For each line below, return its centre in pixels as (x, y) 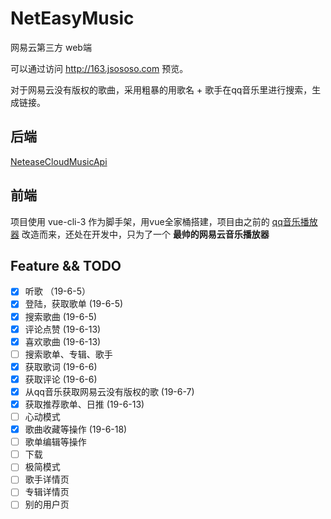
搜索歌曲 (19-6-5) (61, 316)
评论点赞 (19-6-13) (63, 329)
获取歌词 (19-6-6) (61, 366)
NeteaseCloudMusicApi (59, 161)
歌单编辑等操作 (55, 442)
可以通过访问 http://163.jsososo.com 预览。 (99, 68)
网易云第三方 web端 (51, 47)
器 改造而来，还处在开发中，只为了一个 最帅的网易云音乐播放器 (140, 234)
